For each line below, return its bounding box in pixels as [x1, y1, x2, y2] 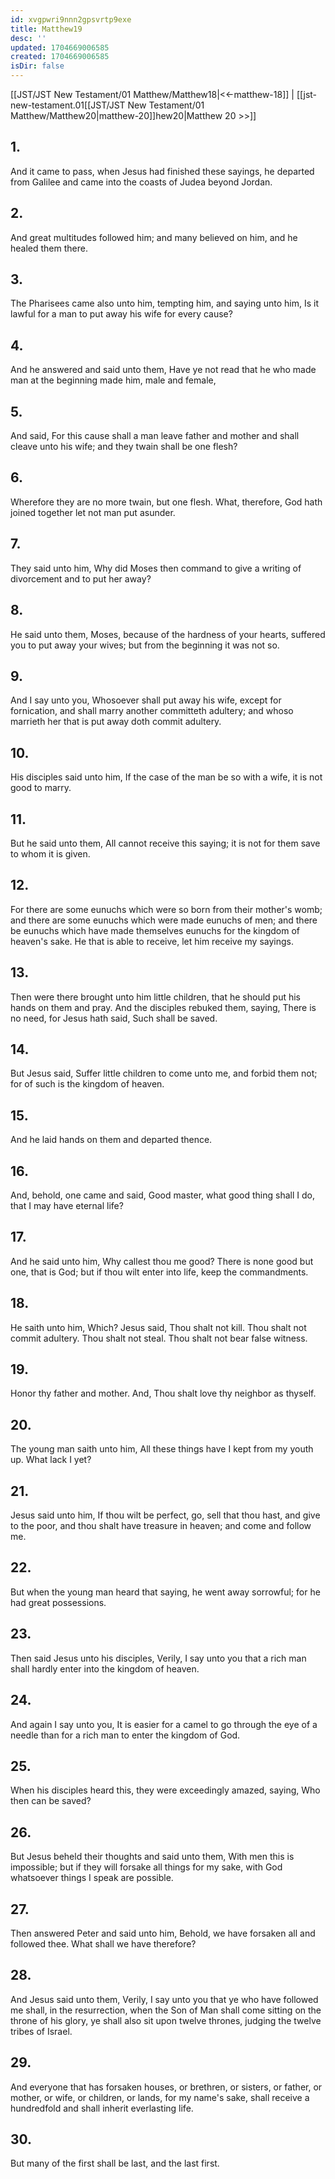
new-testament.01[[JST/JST [10, 99, 126, 111]
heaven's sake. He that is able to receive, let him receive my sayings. [10, 935, 295, 947]
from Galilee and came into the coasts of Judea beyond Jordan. [10, 176, 273, 188]
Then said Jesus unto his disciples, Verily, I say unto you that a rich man [10, 1652, 307, 1664]
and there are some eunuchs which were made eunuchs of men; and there [10, 914, 318, 926]
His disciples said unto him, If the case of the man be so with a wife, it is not [10, 771, 323, 783]
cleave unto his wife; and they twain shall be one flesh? [10, 441, 238, 453]
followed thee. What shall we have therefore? [10, 1937, 197, 1950]
